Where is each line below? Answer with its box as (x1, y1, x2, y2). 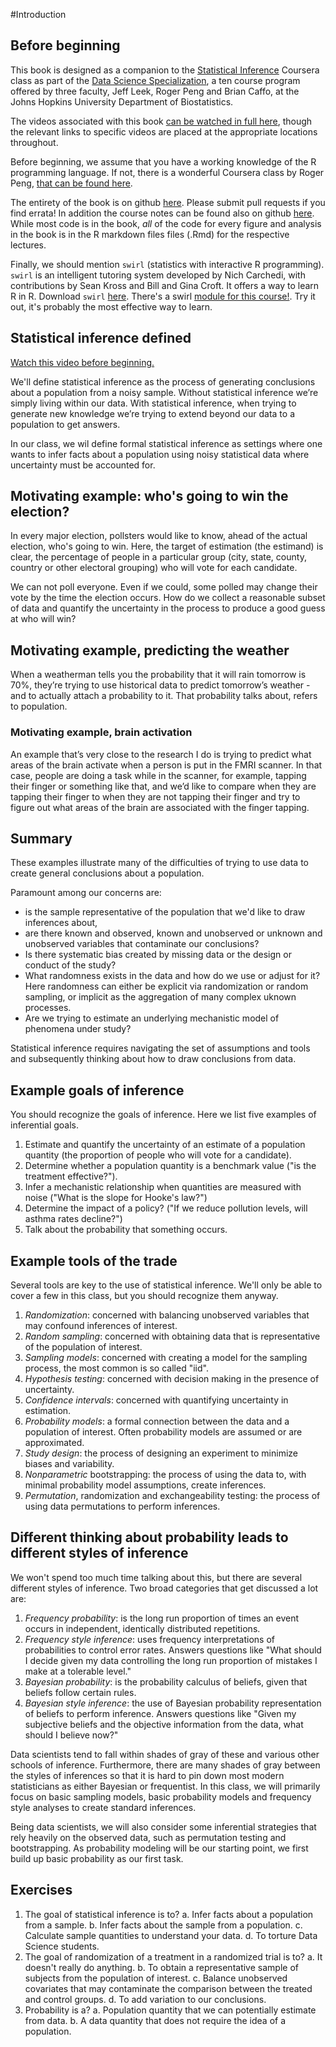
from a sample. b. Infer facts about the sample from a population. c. (24, 1919, 303, 1931)
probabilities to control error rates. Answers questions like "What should (24, 1644, 322, 1656)
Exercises (10, 1882, 73, 1899)
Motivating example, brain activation (10, 725, 193, 739)
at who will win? (10, 613, 77, 625)
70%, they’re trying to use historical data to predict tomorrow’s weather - (10, 679, 311, 691)
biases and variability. (24, 1457, 115, 1469)
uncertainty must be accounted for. (10, 459, 156, 471)
